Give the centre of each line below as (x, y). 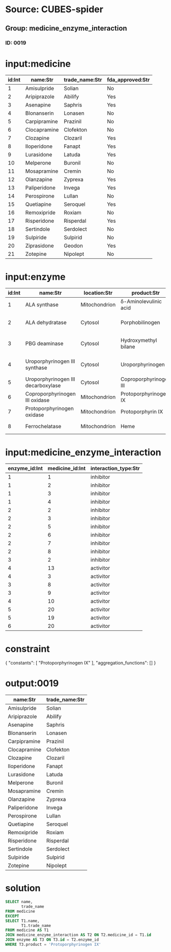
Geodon (73, 246)
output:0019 (32, 683)
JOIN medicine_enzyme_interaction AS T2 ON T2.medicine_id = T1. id (78, 935)
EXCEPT (12, 916)
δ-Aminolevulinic (141, 302)
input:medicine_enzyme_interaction (83, 452)
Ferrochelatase (43, 427)
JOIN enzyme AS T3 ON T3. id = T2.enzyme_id (52, 940)
